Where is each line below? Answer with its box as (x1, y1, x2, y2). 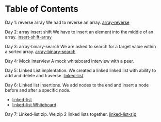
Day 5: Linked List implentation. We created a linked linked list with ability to (5, 67, 156, 73)
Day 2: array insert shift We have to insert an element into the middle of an (5, 29, 154, 35)
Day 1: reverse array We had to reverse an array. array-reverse (5, 19, 129, 25)
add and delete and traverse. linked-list (5, 72, 83, 78)
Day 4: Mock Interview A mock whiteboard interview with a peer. (5, 58, 134, 64)
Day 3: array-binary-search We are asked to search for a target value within (5, 43, 156, 49)
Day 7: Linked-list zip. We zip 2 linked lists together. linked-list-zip (5, 111, 137, 117)
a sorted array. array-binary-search (5, 49, 76, 54)
